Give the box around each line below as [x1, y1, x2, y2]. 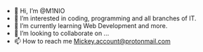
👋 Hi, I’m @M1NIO [13, 7, 65, 15]
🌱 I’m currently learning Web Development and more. [13, 22, 168, 30]
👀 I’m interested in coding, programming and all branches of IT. [13, 14, 197, 22]
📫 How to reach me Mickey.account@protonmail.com [13, 37, 171, 45]
